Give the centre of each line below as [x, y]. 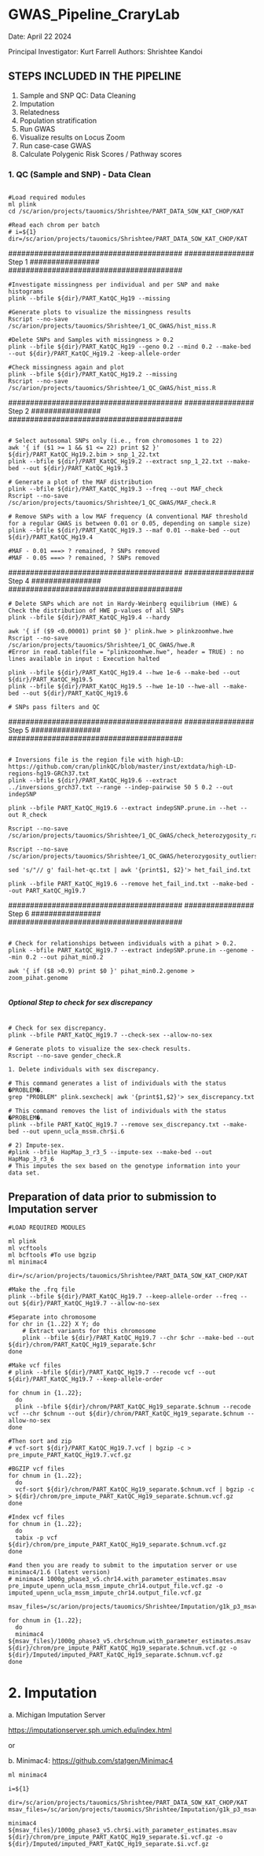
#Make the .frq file [42, 1290]
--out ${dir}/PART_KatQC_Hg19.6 [75, 694]
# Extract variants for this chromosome [89, 1331]
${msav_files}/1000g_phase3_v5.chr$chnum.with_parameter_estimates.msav [130, 1641]
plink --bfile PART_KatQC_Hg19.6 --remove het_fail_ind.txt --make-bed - [132, 884]
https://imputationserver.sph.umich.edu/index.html [90, 1730]
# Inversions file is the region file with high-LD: [96, 760]
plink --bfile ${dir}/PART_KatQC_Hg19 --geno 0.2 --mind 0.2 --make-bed [130, 347]
